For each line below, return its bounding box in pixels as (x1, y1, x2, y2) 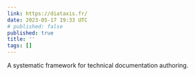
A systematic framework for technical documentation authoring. (7, 61, 189, 69)
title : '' (7, 36, 36, 43)
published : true (7, 29, 54, 37)
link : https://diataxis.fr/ (7, 10, 88, 17)
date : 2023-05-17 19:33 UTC (7, 17, 88, 23)
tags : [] (7, 42, 32, 49)
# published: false (7, 23, 63, 30)
